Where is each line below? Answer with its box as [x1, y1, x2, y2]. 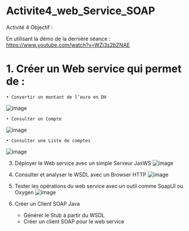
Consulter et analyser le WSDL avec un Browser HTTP [14, 171, 147, 178]
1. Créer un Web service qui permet [6, 62, 182, 76]
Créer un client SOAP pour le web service [23, 217, 125, 225]
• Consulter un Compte [6, 116, 62, 122]
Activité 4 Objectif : [6, 24, 53, 31]
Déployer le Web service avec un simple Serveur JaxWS [14, 160, 151, 167]
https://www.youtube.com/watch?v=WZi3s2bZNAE [6, 41, 130, 48]
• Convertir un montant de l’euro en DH [6, 94, 107, 100]
